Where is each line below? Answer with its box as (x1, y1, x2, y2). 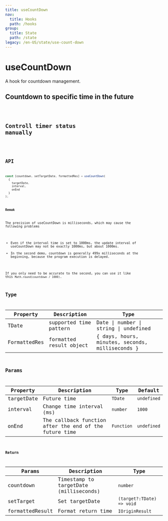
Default (138, 387, 159, 394)
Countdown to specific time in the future (5, 93, 134, 101)
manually (5, 129, 32, 136)
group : (5, 26, 19, 31)
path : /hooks (9, 21, 37, 27)
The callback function (42, 417, 106, 423)
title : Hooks (9, 17, 37, 22)
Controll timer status (5, 122, 76, 130)
